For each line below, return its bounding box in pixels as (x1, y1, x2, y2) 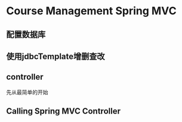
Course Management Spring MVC (6, 4, 177, 18)
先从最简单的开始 (6, 88, 48, 96)
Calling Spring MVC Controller (6, 106, 121, 117)
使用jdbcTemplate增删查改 (6, 51, 106, 61)
